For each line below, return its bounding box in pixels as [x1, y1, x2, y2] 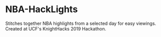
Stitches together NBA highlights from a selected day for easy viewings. [5, 20, 156, 26]
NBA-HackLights [5, 4, 78, 15]
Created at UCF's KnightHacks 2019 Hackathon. [5, 25, 106, 31]
